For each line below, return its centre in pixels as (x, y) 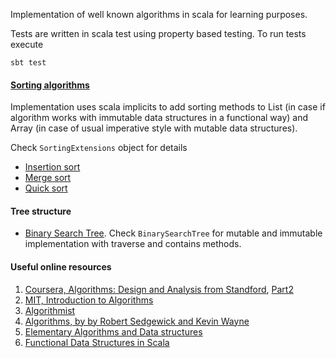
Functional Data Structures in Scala (97, 342)
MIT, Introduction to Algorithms (89, 300)
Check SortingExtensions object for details (99, 148)
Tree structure (41, 211)
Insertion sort (52, 167)
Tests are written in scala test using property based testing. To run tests (158, 33)
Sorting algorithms (50, 85)
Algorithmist (50, 310)
